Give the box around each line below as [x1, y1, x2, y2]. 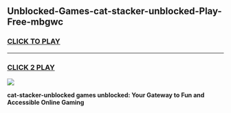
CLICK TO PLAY [7, 37, 60, 47]
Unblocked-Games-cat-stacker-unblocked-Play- [7, 5, 222, 17]
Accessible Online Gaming [7, 98, 85, 106]
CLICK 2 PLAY [7, 62, 55, 72]
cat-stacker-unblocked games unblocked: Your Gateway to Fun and [7, 90, 205, 99]
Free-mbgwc [7, 16, 64, 28]
